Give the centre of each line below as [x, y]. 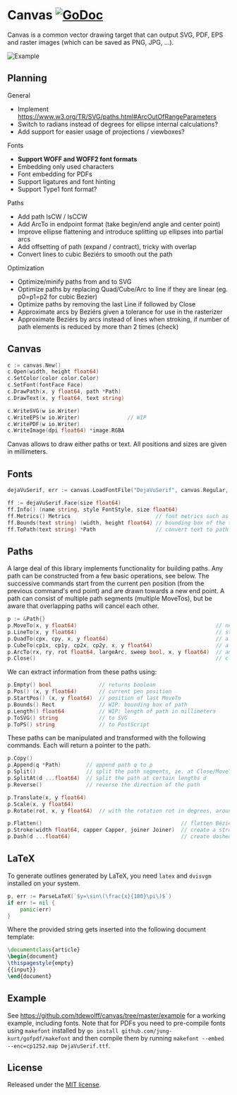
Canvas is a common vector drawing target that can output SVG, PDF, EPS [115, 35]
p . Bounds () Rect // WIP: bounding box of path [98, 704]
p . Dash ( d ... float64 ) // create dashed [120, 837]
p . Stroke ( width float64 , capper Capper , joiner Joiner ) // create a [112, 830]
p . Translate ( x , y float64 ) [47, 797]
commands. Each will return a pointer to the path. [79, 745]
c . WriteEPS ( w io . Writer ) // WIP [77, 418]
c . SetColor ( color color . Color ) [53, 379]
